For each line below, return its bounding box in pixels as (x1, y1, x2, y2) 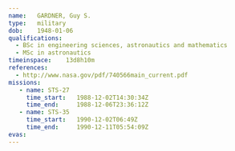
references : (8, 64, 48, 72)
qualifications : (8, 34, 63, 42)
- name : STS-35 (18, 109, 70, 117)
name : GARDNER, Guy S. (8, 11, 91, 20)
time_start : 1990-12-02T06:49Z (26, 116, 138, 124)
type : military (8, 19, 67, 27)
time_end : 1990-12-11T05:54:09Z (26, 123, 149, 131)
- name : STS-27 (18, 85, 70, 94)
